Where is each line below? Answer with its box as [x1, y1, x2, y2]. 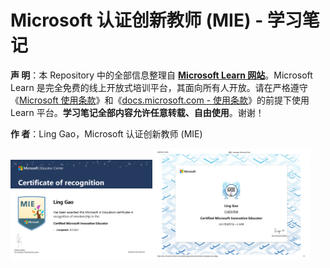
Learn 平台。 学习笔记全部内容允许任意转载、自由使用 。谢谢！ [10, 106, 265, 118]
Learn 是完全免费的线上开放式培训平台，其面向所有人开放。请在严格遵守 [10, 81, 308, 93]
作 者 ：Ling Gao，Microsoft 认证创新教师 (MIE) [10, 127, 203, 140]
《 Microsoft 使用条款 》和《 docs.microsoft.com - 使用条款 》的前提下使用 [10, 94, 310, 106]
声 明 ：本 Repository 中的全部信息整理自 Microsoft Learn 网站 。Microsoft [10, 69, 313, 81]
